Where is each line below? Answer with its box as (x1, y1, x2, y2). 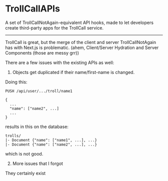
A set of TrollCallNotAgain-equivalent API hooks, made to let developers (5, 19, 154, 25)
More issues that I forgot (12, 160, 63, 166)
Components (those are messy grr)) (5, 49, 79, 55)
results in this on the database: (5, 123, 69, 129)
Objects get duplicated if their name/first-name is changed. (12, 69, 135, 75)
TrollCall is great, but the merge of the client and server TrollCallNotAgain (5, 39, 156, 45)
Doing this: (5, 78, 27, 85)
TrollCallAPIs (5, 3, 60, 14)
